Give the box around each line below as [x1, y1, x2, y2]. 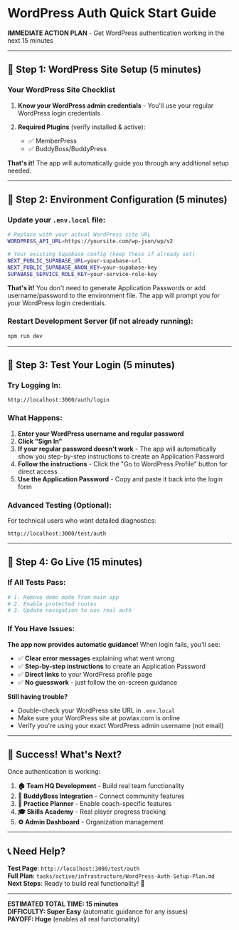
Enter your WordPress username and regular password [17, 429, 184, 438]
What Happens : [7, 413, 63, 423]
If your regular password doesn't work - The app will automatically [17, 444, 217, 453]
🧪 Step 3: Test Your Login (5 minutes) [7, 359, 176, 372]
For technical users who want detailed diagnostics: [7, 516, 156, 525]
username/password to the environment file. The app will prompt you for [7, 291, 221, 300]
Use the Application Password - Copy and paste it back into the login [17, 474, 223, 483]
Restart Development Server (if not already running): [7, 316, 193, 326]
